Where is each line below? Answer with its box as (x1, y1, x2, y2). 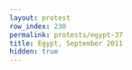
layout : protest (9, 13, 71, 23)
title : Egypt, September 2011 (9, 38, 124, 48)
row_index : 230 (9, 22, 67, 31)
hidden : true (9, 47, 59, 56)
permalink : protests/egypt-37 (9, 30, 124, 39)
